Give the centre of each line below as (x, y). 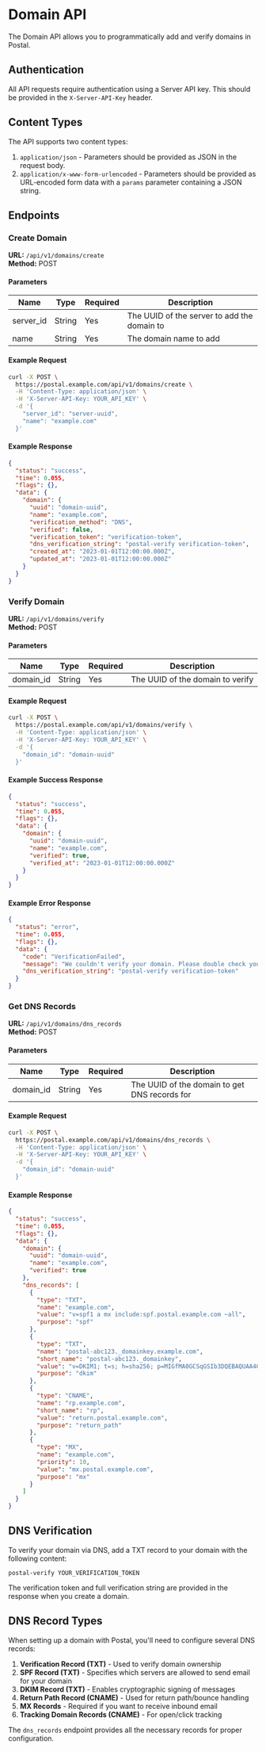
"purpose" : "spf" (65, 1322)
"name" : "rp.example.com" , (81, 1403)
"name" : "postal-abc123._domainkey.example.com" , (120, 1351)
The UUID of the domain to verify (192, 679)
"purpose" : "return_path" (80, 1425)
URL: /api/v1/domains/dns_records (65, 1023)
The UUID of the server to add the (190, 316)
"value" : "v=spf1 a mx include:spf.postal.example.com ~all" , (141, 1315)
